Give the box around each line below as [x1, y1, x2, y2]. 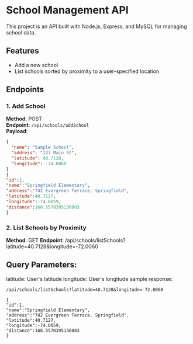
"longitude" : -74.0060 [11, 161, 67, 166]
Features [6, 46, 39, 56]
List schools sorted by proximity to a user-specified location [14, 68, 160, 75]
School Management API [6, 4, 129, 17]
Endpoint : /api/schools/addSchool [6, 121, 89, 128]
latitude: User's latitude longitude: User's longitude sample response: [6, 275, 173, 282]
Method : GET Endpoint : [6, 237, 64, 244]
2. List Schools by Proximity [6, 223, 87, 231]
